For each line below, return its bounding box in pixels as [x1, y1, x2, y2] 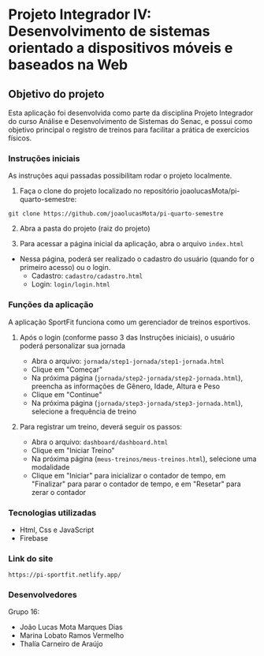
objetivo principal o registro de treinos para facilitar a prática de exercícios [8, 125, 250, 134]
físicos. [8, 133, 32, 143]
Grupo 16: [8, 607, 40, 617]
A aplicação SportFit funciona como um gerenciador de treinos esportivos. [8, 317, 251, 327]
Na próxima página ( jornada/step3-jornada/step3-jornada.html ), [31, 398, 243, 407]
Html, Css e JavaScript [19, 525, 95, 534]
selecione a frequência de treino [31, 407, 137, 416]
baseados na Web [8, 56, 128, 74]
